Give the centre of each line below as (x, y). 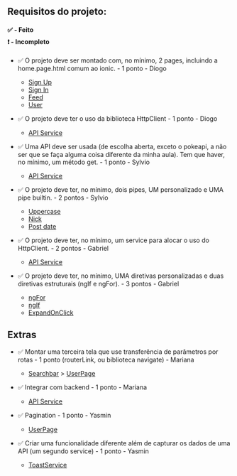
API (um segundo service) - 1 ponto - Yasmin (83, 451)
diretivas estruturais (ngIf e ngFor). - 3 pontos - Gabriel (98, 283)
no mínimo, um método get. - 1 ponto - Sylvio (84, 162)
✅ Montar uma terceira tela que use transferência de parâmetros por (118, 352)
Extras (22, 334)
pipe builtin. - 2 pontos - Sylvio (63, 198)
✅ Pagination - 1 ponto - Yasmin (64, 416)
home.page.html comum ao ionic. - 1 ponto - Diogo (92, 68)
